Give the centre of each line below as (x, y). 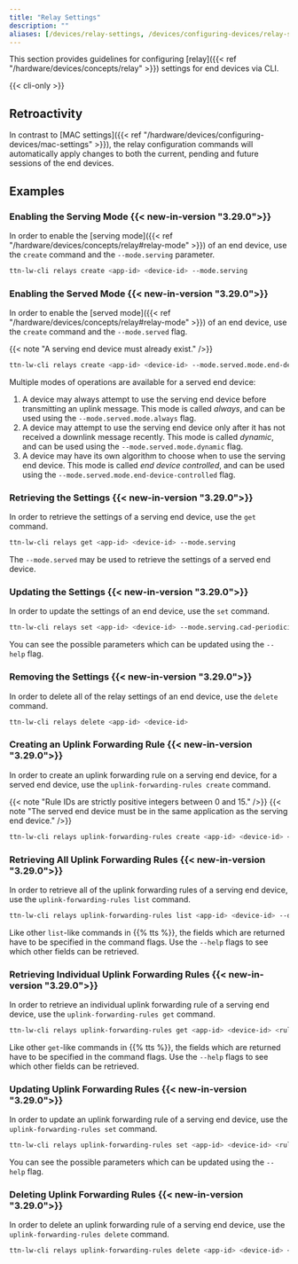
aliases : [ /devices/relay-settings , (77, 34)
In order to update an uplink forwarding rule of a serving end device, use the (149, 1119)
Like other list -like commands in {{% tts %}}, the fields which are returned (147, 932)
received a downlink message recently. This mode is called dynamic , (148, 436)
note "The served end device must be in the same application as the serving (149, 811)
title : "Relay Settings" (55, 17)
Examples (37, 191)
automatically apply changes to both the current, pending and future (134, 154)
